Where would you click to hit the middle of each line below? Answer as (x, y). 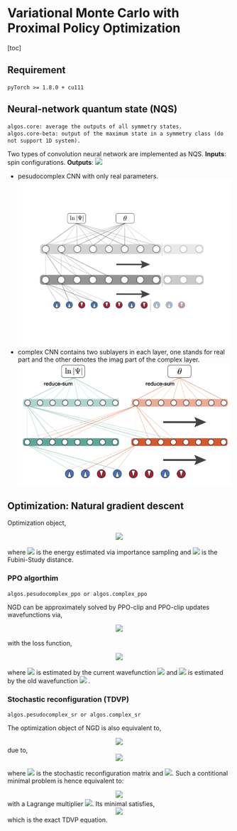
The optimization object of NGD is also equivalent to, (84, 728)
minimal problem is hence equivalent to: (66, 781)
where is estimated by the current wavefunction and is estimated (115, 672)
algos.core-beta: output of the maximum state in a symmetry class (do (115, 134)
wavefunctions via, (35, 614)
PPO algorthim (33, 578)
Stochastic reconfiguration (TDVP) (68, 699)
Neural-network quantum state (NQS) (92, 109)
